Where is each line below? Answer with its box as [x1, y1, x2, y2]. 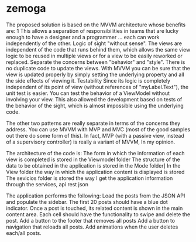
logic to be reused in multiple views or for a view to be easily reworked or [6, 52, 183, 59]
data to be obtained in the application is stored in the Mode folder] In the [6, 162, 181, 169]
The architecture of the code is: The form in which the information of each [6, 149, 185, 156]
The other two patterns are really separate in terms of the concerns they [6, 120, 181, 127]
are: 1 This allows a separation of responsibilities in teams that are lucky [6, 27, 179, 34]
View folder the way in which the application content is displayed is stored [6, 168, 185, 175]
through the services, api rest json [6, 180, 89, 188]
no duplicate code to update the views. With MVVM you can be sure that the [6, 64, 190, 71]
